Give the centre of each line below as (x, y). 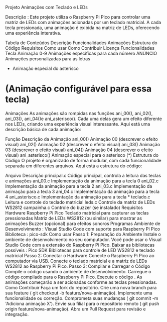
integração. (17, 314)
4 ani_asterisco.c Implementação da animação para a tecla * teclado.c (78, 197)
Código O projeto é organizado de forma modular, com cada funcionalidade (83, 160)
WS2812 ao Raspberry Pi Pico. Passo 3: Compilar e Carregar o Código (78, 266)
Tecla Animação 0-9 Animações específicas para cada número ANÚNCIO (81, 53)
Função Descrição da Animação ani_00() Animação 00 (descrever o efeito (81, 139)
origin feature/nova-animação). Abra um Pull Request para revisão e (76, 309)
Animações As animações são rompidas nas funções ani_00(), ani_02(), (79, 113)
